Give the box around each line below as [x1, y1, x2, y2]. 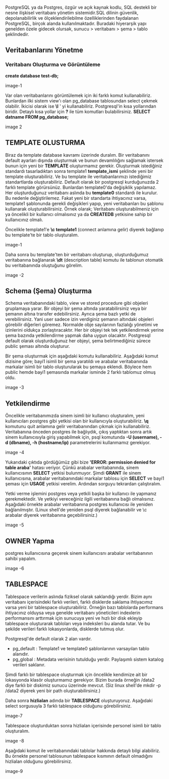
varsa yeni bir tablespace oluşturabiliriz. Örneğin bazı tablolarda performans [5, 604, 163, 610]
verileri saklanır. [12, 661, 45, 667]
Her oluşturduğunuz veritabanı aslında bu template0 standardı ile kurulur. [5, 190, 158, 196]
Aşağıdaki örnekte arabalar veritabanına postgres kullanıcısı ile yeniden [5, 502, 153, 508]
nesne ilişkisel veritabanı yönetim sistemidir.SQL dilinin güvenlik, [5, 10, 139, 16]
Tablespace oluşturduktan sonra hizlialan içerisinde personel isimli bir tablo [5, 722, 161, 728]
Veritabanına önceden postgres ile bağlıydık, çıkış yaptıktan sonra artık [5, 429, 152, 435]
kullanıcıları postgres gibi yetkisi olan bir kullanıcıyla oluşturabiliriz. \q [5, 418, 149, 424]
